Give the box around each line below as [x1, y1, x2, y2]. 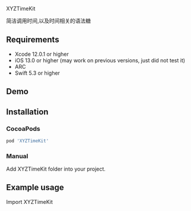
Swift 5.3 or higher [14, 69, 61, 76]
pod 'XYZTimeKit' [6, 138, 49, 144]
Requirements [6, 35, 59, 45]
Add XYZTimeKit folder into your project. [6, 165, 106, 172]
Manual [6, 152, 28, 160]
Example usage [6, 183, 64, 193]
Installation [6, 107, 49, 117]
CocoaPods [6, 124, 40, 133]
